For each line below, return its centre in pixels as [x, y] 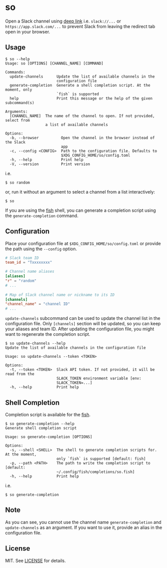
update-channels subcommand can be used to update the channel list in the [83, 318]
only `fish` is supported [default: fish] [101, 459]
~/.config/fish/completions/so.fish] [96, 472]
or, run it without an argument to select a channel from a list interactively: [80, 192]
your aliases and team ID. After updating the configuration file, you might [80, 329]
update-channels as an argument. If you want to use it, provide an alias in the [84, 527]
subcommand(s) [20, 103]
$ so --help [17, 59]
